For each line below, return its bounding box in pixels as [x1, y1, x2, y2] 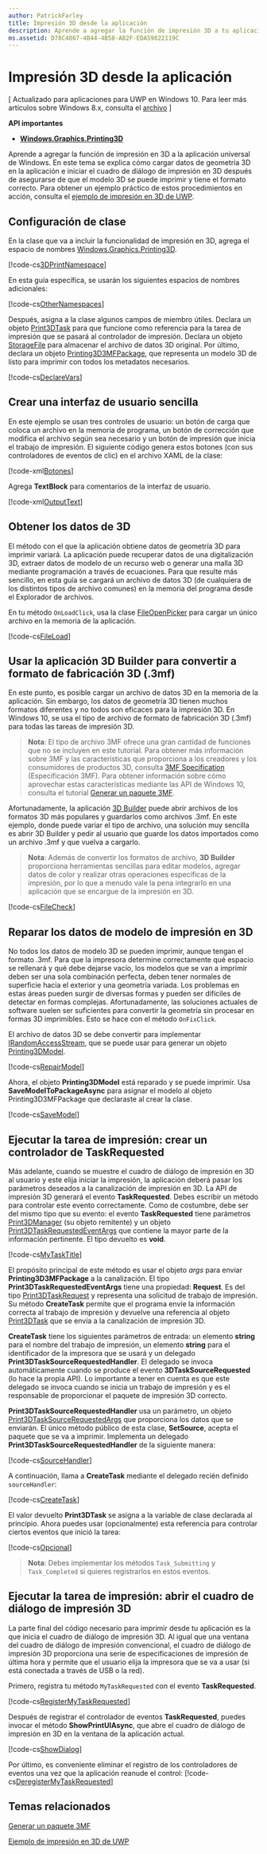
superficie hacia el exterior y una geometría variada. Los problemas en [8, 980, 240, 990]
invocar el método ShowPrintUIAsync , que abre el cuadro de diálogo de [8, 1720, 246, 1730]
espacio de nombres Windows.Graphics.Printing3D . [8, 245, 177, 253]
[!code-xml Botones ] [8, 465, 74, 475]
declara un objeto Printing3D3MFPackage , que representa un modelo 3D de [8, 348, 257, 358]
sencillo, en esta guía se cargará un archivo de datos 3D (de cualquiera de [8, 575, 252, 584]
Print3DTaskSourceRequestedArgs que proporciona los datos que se [8, 1415, 234, 1424]
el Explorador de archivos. [8, 591, 94, 602]
